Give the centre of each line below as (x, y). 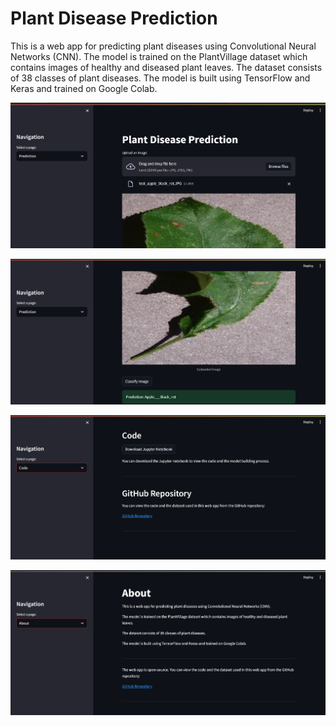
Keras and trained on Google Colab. (84, 88)
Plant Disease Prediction (114, 18)
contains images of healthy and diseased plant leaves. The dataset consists (166, 67)
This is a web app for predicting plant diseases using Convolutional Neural (163, 46)
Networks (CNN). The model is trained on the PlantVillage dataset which (159, 56)
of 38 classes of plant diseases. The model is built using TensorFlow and (160, 78)
